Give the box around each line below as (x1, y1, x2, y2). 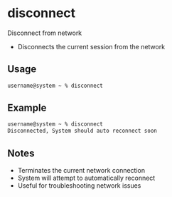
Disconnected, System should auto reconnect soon (7, 127, 158, 135)
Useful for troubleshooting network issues (17, 181, 141, 190)
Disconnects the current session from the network (17, 42, 166, 51)
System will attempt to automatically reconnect (17, 173, 156, 182)
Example (7, 102, 47, 114)
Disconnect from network (7, 29, 82, 37)
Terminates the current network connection (17, 166, 146, 174)
